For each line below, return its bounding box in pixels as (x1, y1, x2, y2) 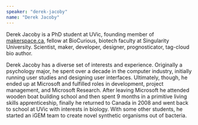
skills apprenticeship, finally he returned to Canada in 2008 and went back (6, 99, 188, 106)
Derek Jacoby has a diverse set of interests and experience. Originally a (6, 61, 183, 68)
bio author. (6, 49, 33, 57)
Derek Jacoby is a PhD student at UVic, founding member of (6, 30, 155, 37)
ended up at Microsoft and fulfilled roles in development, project (6, 80, 164, 87)
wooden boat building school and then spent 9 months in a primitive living (6, 93, 187, 100)
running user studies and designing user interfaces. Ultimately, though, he (6, 74, 188, 81)
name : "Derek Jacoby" (6, 14, 60, 20)
